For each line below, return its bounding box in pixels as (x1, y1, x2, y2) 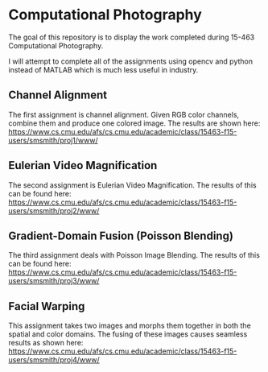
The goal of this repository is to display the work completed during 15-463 (8, 32, 255, 42)
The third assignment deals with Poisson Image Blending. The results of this (8, 250, 260, 260)
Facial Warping (8, 300, 85, 313)
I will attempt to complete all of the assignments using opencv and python (8, 56, 254, 66)
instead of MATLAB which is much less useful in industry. (8, 64, 199, 74)
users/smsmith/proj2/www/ (8, 205, 100, 215)
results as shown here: (8, 338, 84, 348)
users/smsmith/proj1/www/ (8, 135, 98, 145)
